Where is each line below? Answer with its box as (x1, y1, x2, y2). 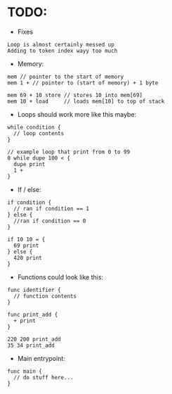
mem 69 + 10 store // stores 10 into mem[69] (7, 91, 143, 99)
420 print (13, 254, 42, 261)
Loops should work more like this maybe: (17, 110, 137, 118)
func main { (7, 367, 42, 375)
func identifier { (7, 286, 61, 293)
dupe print (13, 160, 46, 167)
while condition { (7, 124, 61, 131)
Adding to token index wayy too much (7, 47, 118, 54)
